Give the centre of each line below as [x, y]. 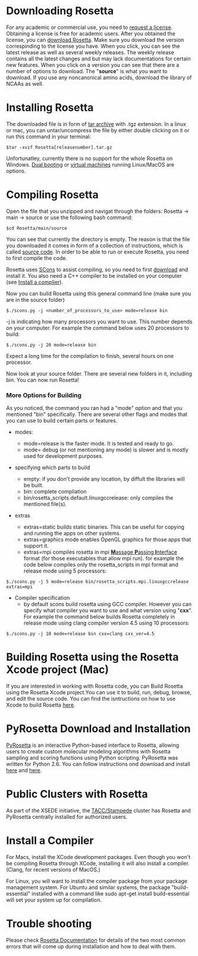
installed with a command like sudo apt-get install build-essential [111, 893]
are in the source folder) [35, 300]
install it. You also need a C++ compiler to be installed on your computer [94, 275]
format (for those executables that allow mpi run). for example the [104, 558]
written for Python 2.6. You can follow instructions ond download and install [98, 764]
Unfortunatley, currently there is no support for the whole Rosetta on [90, 158]
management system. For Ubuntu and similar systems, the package [88, 887]
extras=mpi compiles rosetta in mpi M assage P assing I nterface [100, 552]
